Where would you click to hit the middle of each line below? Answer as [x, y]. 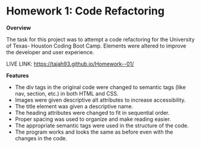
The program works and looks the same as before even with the [94, 132]
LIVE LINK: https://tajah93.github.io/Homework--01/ [70, 64]
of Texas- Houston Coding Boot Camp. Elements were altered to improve [96, 46]
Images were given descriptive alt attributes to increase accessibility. [100, 100]
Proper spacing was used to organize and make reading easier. [93, 119]
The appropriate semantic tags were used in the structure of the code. [102, 125]
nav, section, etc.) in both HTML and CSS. [67, 93]
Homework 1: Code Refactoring [85, 11]
